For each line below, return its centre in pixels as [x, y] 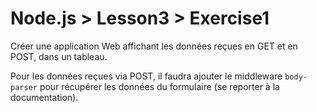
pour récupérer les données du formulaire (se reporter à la [159, 86]
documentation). [44, 97]
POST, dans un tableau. [59, 56]
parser [24, 87]
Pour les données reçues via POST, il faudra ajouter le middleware [146, 76]
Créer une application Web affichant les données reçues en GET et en [154, 46]
